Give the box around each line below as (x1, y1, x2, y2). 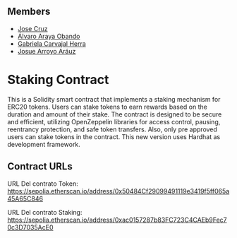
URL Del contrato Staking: (7, 208, 83, 216)
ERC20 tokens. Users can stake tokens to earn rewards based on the (7, 102, 208, 111)
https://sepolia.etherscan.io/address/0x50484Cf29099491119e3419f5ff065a (7, 186, 230, 195)
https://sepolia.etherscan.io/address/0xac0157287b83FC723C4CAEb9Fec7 (7, 215, 227, 224)
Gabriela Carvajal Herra (17, 39, 86, 48)
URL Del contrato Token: (7, 179, 79, 188)
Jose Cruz (17, 24, 48, 32)
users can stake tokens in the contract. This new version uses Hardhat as (7, 132, 221, 141)
